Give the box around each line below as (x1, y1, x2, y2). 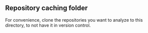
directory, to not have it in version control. (5, 22, 91, 28)
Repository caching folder (5, 4, 88, 12)
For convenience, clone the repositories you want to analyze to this (5, 17, 143, 23)
